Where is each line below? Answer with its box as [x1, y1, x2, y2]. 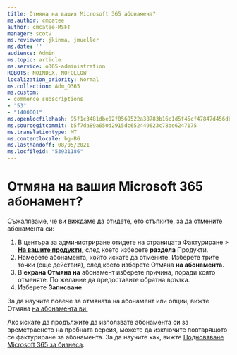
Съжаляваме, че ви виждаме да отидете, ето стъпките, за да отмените [7, 217, 223, 225]
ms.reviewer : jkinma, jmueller [7, 37, 99, 44]
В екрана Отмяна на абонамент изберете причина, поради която [17, 267, 216, 276]
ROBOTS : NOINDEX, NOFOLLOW [7, 69, 87, 76]
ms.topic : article [7, 56, 61, 64]
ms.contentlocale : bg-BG [7, 135, 80, 142]
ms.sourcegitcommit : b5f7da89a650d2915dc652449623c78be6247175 [7, 121, 197, 129]
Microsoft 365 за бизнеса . [7, 340, 85, 349]
